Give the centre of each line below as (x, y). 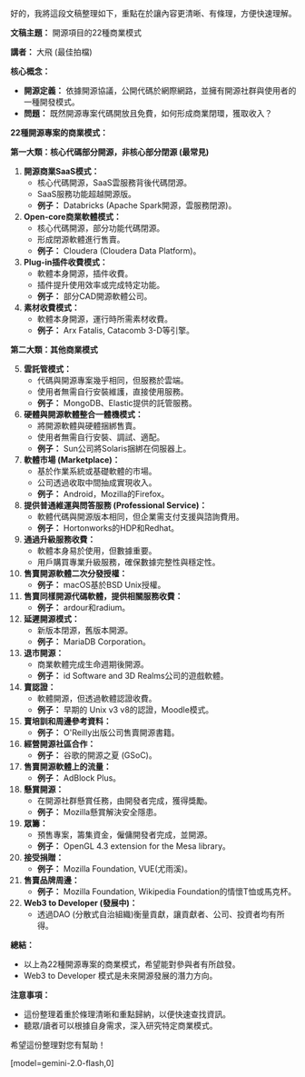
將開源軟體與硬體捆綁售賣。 (89, 426)
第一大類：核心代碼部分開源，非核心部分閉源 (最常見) (110, 152)
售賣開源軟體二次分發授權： (75, 573)
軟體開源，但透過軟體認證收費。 (97, 698)
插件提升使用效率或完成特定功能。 (101, 285)
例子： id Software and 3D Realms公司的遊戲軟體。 (133, 676)
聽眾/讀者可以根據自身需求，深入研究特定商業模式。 (120, 1026)
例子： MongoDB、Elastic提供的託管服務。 (117, 403)
